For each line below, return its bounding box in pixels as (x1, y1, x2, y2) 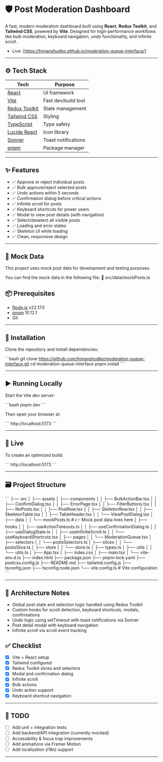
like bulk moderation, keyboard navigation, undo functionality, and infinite (5, 33, 152, 39)
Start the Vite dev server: (5, 392, 55, 398)
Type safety (43, 121, 70, 128)
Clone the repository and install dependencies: (5, 346, 98, 352)
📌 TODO (5, 712, 30, 720)
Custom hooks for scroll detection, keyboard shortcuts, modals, (12, 607, 140, 613)
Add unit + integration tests (12, 725, 67, 730)
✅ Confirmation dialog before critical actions (12, 195, 101, 201)
